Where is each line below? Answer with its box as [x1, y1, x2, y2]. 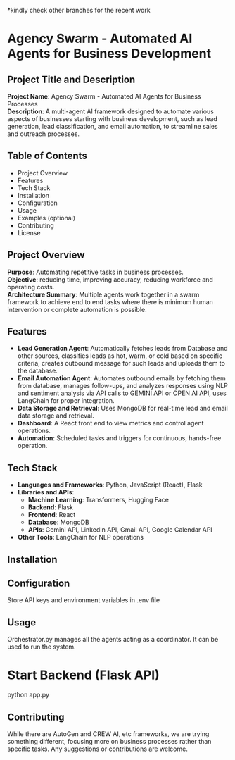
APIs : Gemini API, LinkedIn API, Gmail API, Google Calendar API [27, 525, 212, 534]
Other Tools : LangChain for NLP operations [17, 533, 144, 542]
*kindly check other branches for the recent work [7, 6, 151, 14]
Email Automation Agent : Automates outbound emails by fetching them [17, 374, 227, 382]
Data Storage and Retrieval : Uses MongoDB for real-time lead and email [17, 404, 229, 413]
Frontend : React [27, 511, 76, 519]
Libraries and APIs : [17, 488, 75, 497]
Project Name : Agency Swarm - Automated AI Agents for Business [7, 92, 201, 101]
